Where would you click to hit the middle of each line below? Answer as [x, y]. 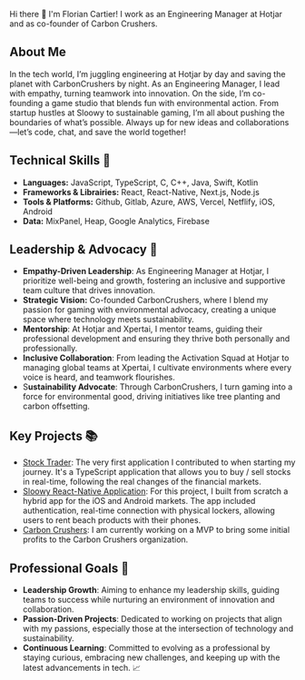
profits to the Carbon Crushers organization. [105, 539]
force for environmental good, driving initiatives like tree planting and [152, 397]
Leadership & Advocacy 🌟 [84, 250]
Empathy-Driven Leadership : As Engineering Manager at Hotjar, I [146, 271]
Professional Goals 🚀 [69, 568]
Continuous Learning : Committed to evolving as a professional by [146, 648]
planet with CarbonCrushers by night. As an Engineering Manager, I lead [145, 84]
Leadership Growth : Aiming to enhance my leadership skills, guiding [151, 590]
